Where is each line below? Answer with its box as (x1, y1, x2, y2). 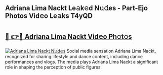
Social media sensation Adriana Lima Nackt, (66, 48, 156, 54)
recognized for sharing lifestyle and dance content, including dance (5, 54, 143, 59)
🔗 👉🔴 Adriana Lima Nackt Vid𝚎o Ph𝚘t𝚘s (5, 32, 132, 41)
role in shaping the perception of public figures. (5, 64, 102, 70)
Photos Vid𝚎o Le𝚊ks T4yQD (5, 12, 93, 20)
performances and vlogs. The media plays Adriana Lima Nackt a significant (5, 59, 158, 65)
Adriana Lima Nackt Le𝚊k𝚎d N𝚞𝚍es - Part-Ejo (5, 4, 148, 12)
